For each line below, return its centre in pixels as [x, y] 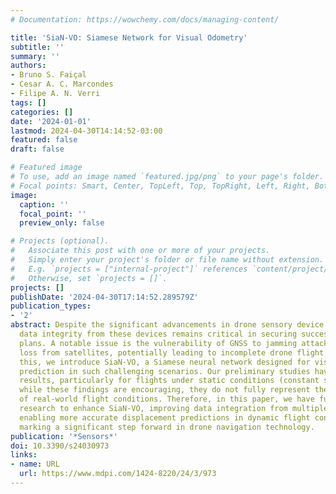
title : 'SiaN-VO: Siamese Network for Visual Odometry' [129, 37]
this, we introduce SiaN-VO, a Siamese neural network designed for [165, 362]
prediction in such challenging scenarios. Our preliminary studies [165, 371]
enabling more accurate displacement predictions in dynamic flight [165, 417]
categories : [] [42, 112]
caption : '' [44, 204]
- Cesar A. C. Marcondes [62, 84]
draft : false [37, 149]
